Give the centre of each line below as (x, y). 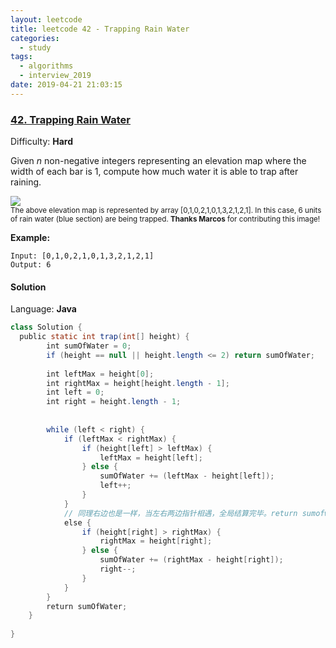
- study (35, 47)
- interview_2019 (55, 76)
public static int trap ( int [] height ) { (104, 337)
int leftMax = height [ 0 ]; (100, 374)
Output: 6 (31, 265)
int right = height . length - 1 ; (114, 402)
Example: (30, 238)
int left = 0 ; (75, 392)
